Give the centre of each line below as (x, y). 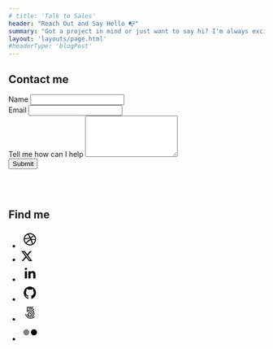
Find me (29, 215)
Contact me (39, 79)
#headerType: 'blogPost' (50, 46)
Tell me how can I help (46, 154)
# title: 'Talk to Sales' (52, 16)
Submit (23, 164)
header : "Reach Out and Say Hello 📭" (74, 24)
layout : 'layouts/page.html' (58, 39)
